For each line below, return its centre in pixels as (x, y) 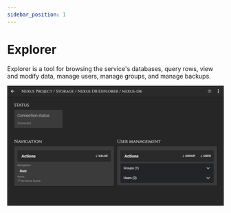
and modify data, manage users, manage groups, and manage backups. (109, 76)
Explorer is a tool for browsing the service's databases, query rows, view (110, 68)
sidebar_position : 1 (37, 14)
